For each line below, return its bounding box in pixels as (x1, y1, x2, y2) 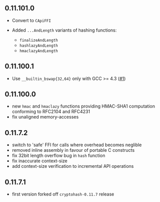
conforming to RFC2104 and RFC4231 (12, 109, 90, 115)
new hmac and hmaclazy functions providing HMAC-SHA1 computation (12, 103, 155, 110)
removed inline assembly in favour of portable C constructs (12, 147, 135, 153)
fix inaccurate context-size (12, 158, 68, 164)
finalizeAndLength (19, 38, 58, 43)
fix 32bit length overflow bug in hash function (12, 153, 106, 159)
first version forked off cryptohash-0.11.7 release (12, 191, 114, 197)
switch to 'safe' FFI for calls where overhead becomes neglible (12, 142, 142, 148)
